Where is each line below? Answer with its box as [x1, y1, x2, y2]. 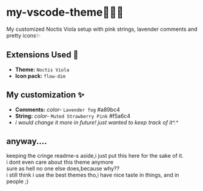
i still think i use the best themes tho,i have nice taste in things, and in [6, 172, 179, 179]
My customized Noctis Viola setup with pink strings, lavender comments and [6, 25, 198, 33]
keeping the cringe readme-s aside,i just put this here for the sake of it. [6, 152, 184, 160]
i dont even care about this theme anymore [6, 158, 114, 166]
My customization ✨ [6, 90, 85, 100]
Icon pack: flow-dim [15, 72, 65, 79]
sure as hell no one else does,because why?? [6, 165, 120, 172]
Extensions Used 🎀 [6, 50, 79, 60]
